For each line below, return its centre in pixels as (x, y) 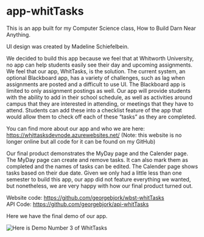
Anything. (18, 34)
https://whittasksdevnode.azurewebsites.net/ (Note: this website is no (94, 135)
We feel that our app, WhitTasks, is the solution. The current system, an (96, 71)
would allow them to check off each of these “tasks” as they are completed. (101, 117)
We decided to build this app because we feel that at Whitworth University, (100, 58)
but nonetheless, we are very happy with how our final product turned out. (100, 186)
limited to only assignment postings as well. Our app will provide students (98, 90)
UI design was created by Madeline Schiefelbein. (68, 46)
